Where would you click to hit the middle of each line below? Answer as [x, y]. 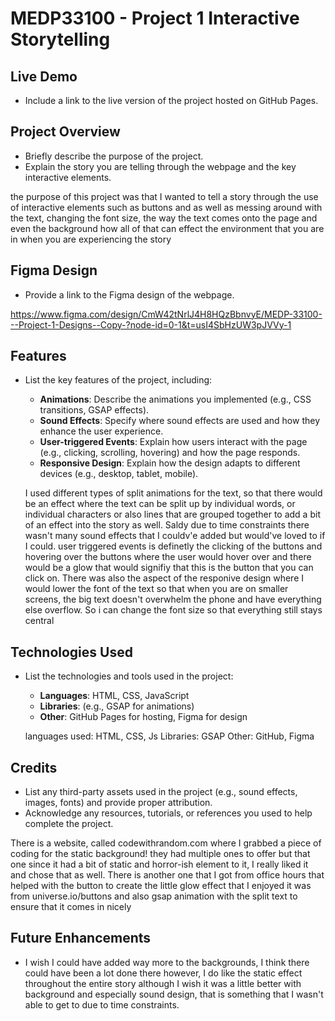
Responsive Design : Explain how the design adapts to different [170, 463]
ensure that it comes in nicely [71, 907]
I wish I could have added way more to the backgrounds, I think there [167, 962]
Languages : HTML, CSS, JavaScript [114, 696]
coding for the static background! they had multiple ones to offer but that [160, 854]
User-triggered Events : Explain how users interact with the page [173, 442]
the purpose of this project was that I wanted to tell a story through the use [164, 196]
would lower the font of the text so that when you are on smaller [156, 589]
